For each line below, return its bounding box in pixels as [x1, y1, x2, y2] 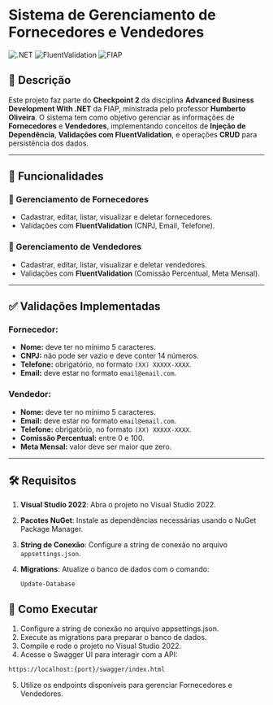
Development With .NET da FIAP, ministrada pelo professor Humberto [8, 103, 246, 113]
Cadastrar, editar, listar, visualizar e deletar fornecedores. [19, 212, 213, 222]
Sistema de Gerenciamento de [8, 6, 217, 24]
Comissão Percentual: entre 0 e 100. [19, 433, 145, 442]
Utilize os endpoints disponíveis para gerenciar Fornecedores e [19, 681, 233, 690]
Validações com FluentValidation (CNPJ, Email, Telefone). [19, 221, 215, 231]
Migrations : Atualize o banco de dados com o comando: [19, 564, 210, 574]
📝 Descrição [8, 73, 71, 87]
